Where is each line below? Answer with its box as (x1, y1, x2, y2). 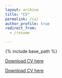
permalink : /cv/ (5, 16, 39, 21)
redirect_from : (5, 26, 37, 31)
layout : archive (5, 7, 39, 12)
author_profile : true (5, 21, 50, 26)
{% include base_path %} (5, 48, 58, 54)
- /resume (9, 30, 30, 35)
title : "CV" (5, 12, 30, 17)
